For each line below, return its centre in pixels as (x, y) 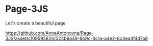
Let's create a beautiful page (35, 23)
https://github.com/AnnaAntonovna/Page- (49, 33)
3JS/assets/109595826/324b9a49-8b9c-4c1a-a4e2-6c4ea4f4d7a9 (76, 38)
